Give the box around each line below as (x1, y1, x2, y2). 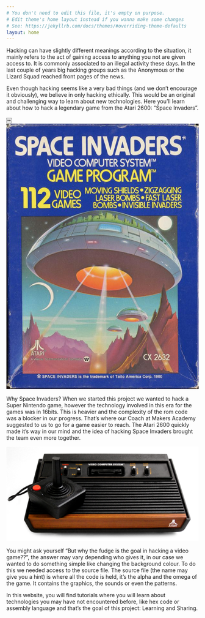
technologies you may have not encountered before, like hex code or (6, 598, 179, 605)
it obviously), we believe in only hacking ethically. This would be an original (6, 91, 195, 99)
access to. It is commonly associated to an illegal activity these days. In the (6, 60, 195, 67)
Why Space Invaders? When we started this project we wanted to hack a (6, 395, 189, 402)
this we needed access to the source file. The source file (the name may (6, 567, 188, 574)
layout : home (6, 29, 40, 36)
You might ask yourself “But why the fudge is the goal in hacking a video (6, 547, 189, 554)
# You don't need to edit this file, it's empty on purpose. (6, 10, 165, 16)
